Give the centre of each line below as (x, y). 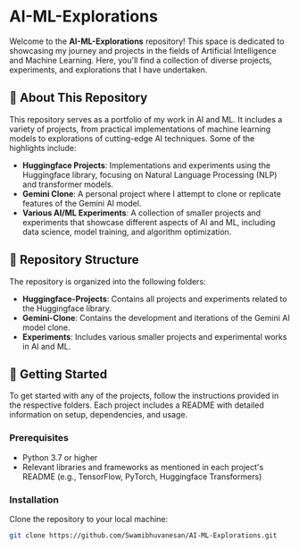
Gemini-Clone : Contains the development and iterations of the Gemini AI (156, 317)
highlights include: (43, 148)
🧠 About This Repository (79, 98)
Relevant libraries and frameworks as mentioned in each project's (143, 467)
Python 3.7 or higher (60, 457)
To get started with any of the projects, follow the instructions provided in (144, 396)
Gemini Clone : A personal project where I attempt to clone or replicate (151, 193)
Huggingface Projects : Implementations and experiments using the (146, 165)
